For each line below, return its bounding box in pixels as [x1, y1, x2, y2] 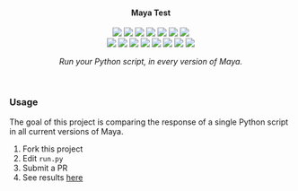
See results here [22, 171, 83, 183]
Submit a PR [22, 162, 68, 173]
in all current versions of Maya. [9, 126, 124, 136]
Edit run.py [22, 152, 64, 163]
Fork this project [22, 143, 83, 154]
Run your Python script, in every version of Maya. [58, 56, 243, 67]
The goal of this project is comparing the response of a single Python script [9, 117, 289, 127]
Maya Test [130, 7, 171, 18]
